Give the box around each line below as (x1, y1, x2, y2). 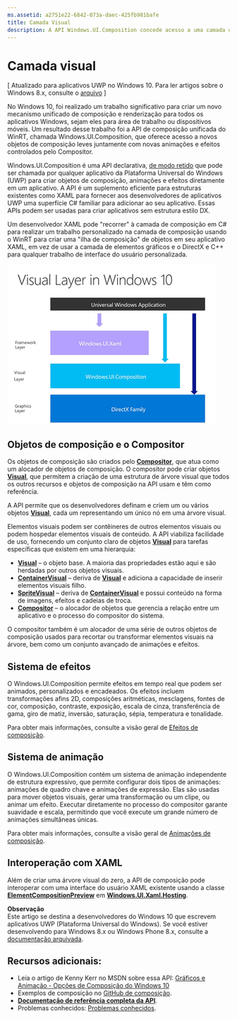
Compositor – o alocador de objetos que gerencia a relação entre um (17, 604, 219, 613)
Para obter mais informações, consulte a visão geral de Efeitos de (7, 723, 199, 731)
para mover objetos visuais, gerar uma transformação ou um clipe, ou (7, 792, 210, 801)
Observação (7, 904, 44, 913)
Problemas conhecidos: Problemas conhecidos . (17, 1004, 157, 1013)
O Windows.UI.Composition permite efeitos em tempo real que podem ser (7, 679, 222, 688)
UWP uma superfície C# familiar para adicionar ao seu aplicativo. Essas (7, 199, 215, 207)
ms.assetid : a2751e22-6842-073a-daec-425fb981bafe (7, 11, 159, 18)
